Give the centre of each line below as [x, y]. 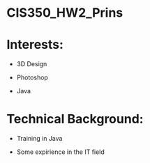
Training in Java [39, 139]
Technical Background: [75, 119]
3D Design [32, 64]
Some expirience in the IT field [61, 152]
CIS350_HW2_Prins [65, 13]
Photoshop [32, 77]
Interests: [35, 45]
